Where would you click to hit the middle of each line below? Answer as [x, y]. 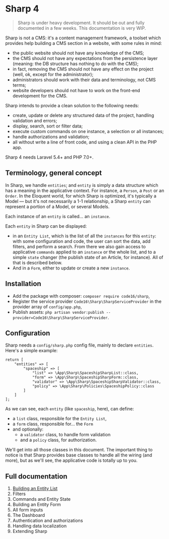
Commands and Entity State [42, 499]
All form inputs [28, 510]
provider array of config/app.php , [47, 307]
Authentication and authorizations [48, 521]
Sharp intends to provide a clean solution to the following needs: [72, 105]
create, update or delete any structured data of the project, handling [83, 115]
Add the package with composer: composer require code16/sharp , [81, 296]
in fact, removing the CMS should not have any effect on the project [83, 69]
